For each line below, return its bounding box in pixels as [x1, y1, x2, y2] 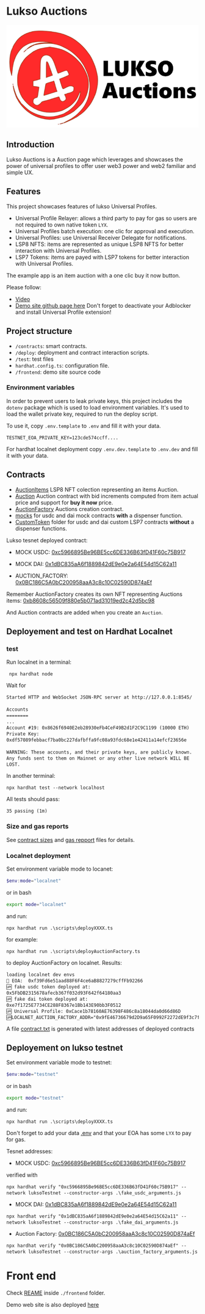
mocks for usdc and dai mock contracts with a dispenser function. [15, 512, 183, 519]
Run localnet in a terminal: [6, 658, 72, 666]
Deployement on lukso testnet [6, 1043, 123, 1053]
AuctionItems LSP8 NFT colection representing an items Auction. [15, 485, 179, 493]
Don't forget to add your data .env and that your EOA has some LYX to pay [6, 1130, 192, 1137]
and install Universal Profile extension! [15, 308, 112, 316]
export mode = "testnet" [6, 1095, 64, 1102]
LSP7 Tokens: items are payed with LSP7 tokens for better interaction [15, 253, 190, 261]
